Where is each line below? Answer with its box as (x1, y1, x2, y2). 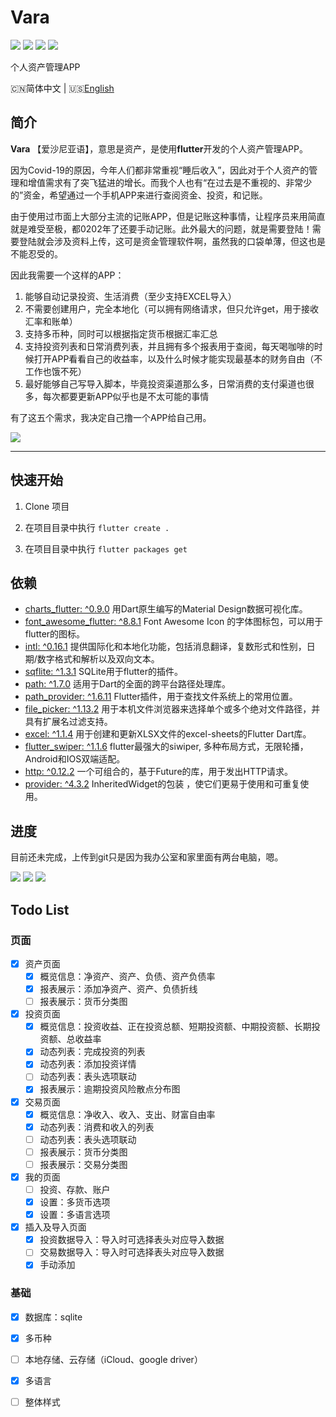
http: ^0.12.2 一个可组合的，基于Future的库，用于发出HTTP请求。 (24, 766, 293, 778)
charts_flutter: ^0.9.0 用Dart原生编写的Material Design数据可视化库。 (24, 603, 308, 615)
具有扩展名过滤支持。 (24, 716, 113, 728)
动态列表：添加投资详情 (39, 1058, 137, 1070)
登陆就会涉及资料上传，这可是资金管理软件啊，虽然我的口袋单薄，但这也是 (18, 235, 326, 247)
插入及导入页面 (24, 1221, 87, 1233)
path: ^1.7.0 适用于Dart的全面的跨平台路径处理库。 (24, 678, 231, 690)
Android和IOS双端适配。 (24, 753, 126, 765)
